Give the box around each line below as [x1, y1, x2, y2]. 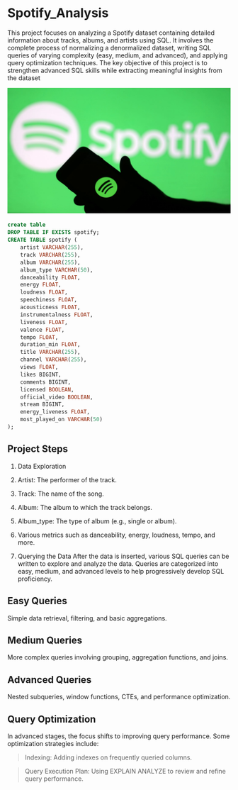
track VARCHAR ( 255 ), [20, 251, 81, 258]
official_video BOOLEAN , [20, 394, 93, 401]
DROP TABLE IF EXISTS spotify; [7, 229, 100, 236]
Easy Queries [7, 595, 67, 607]
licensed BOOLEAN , [20, 386, 74, 393]
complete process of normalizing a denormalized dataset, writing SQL [7, 43, 212, 52]
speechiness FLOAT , [20, 296, 78, 304]
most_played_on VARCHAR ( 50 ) [20, 416, 103, 423]
